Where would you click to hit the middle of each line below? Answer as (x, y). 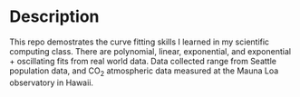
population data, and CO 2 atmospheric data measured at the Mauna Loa (144, 72)
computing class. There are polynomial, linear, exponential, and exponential (150, 51)
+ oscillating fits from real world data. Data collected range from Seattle (143, 61)
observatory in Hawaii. (51, 82)
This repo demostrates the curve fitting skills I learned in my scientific (140, 42)
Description (54, 17)
